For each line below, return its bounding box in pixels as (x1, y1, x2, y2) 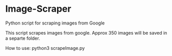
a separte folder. (5, 35, 40, 41)
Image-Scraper (5, 3, 71, 15)
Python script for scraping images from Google (5, 20, 105, 26)
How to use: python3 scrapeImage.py (5, 45, 85, 51)
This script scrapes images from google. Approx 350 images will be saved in (5, 30, 167, 36)
